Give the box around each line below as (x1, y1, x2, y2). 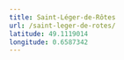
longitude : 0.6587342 (9, 37, 89, 47)
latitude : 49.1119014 (9, 29, 89, 38)
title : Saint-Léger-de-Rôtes (9, 12, 116, 22)
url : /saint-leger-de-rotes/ (9, 21, 116, 30)
